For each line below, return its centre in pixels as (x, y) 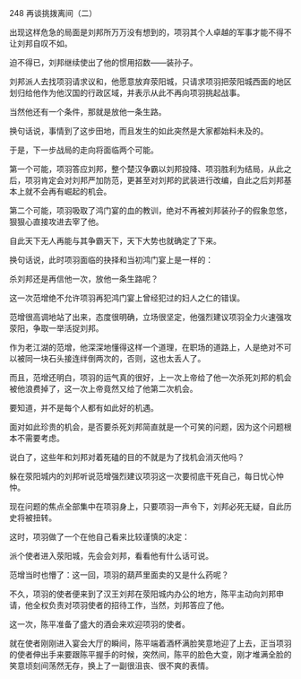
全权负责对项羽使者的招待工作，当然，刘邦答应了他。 (131, 605)
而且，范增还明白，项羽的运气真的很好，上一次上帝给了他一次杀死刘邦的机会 (150, 378)
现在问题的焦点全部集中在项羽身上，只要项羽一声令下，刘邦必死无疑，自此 (146, 506)
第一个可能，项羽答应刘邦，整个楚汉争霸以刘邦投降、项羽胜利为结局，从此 (146, 169)
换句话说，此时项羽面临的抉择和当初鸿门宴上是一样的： (111, 260)
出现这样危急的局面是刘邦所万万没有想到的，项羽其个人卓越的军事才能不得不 (150, 32)
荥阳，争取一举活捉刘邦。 (56, 328)
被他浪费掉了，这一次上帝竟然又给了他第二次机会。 (103, 389)
